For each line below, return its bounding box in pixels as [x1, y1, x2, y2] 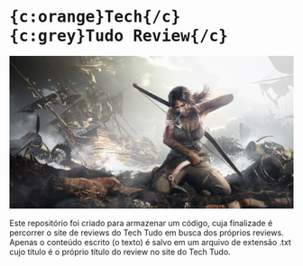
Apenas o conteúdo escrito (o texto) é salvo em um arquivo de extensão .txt [9, 237, 291, 248]
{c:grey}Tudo [9, 26, 124, 46]
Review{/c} [133, 26, 228, 46]
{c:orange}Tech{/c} [9, 7, 181, 27]
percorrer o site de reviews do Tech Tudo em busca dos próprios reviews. [9, 227, 284, 238]
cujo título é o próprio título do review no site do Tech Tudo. [9, 246, 232, 258]
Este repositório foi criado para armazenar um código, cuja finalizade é [9, 218, 273, 229]
